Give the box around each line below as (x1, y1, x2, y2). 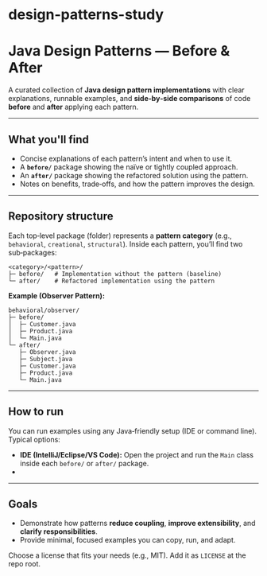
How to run (8, 405, 64, 418)
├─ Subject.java (18, 355, 73, 363)
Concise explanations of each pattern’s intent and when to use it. (19, 154, 233, 163)
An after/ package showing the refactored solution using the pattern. (19, 170, 249, 180)
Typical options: (8, 434, 61, 444)
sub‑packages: (8, 247, 57, 257)
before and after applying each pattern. (8, 102, 139, 112)
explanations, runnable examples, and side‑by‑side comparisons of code (8, 94, 251, 103)
